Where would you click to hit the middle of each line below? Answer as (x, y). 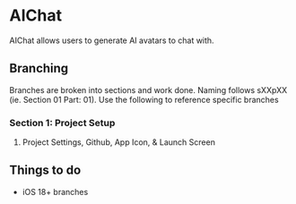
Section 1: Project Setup (62, 123)
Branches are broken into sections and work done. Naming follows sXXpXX (148, 89)
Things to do (45, 170)
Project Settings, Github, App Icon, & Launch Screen (118, 142)
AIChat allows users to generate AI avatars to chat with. (112, 40)
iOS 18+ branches (55, 191)
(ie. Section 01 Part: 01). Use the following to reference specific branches (144, 99)
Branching (39, 68)
